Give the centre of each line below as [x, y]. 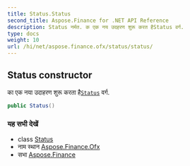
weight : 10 [23, 40]
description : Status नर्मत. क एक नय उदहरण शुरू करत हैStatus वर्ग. [96, 27]
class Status [35, 139]
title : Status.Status [39, 14]
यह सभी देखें [23, 124]
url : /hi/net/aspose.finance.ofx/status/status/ [80, 47]
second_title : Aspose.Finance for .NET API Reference [88, 20]
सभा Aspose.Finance [47, 154]
